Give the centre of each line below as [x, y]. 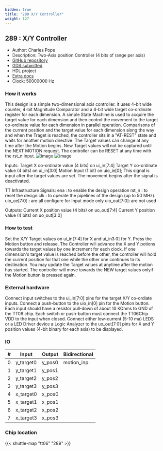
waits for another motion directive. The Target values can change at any [77, 141]
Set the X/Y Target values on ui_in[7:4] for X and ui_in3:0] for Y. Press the [78, 239]
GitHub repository [30, 60]
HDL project [24, 71]
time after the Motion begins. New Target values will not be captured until [78, 146]
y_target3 [26, 386]
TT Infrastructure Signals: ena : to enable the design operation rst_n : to [76, 190]
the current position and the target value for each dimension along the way [80, 130]
